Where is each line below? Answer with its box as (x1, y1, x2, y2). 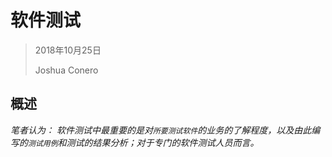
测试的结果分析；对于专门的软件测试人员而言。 (66, 136, 260, 148)
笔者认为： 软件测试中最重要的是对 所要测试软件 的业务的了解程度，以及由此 (10, 124, 312, 136)
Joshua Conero (34, 64, 99, 76)
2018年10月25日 (34, 44, 102, 56)
